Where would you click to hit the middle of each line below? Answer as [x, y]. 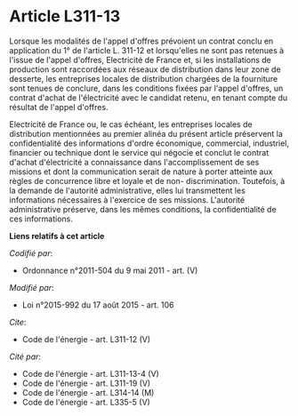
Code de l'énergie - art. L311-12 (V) [86, 339]
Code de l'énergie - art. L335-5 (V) [86, 402]
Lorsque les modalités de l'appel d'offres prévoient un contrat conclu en [141, 41]
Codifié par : [31, 253]
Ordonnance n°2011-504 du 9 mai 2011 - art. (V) [110, 270]
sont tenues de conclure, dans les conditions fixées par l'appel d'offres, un [146, 88]
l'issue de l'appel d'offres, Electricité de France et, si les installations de [140, 60]
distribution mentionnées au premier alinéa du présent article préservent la [146, 133]
